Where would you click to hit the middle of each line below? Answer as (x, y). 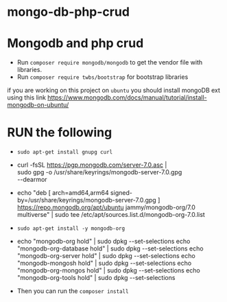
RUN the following (60, 133)
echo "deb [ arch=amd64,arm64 (63, 193)
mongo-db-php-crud (69, 12)
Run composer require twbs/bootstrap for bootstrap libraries (103, 77)
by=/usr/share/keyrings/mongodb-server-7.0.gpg (86, 200)
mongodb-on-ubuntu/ (38, 105)
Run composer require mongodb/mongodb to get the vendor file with (110, 62)
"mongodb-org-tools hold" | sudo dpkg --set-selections (96, 278)
